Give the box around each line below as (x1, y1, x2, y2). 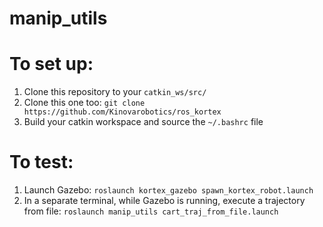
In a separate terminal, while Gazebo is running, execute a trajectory (23, 195, 306, 207)
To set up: (9, 53, 94, 76)
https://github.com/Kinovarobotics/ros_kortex (23, 107, 222, 117)
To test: (9, 151, 74, 174)
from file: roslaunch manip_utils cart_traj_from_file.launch (23, 205, 279, 217)
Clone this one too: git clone (23, 97, 146, 109)
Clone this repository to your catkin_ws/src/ (23, 86, 207, 98)
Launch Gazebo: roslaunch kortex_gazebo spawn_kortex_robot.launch (23, 184, 314, 196)
